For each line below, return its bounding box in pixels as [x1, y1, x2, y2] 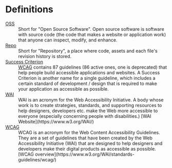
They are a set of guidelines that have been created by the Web [18, 135, 153, 141]
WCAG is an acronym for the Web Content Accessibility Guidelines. [18, 129, 160, 135]
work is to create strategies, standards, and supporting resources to [18, 102, 162, 108]
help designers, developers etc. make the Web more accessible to [18, 108, 158, 114]
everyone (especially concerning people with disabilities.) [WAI [18, 113, 151, 119]
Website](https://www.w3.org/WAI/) [18, 118, 94, 124]
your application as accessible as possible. [18, 86, 109, 92]
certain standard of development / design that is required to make [18, 80, 158, 87]
